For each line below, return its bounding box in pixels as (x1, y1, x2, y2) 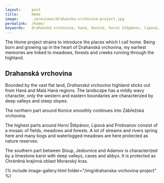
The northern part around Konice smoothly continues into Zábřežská (5, 107, 144, 113)
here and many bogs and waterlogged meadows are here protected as (5, 133, 149, 139)
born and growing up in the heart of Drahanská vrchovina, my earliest (5, 44, 146, 50)
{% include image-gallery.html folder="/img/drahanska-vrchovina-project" (5, 167, 157, 173)
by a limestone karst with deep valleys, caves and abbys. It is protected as (5, 152, 156, 158)
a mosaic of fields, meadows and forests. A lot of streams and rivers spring (5, 127, 158, 133)
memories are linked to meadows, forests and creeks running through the (5, 50, 154, 56)
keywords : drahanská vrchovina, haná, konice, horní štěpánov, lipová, (5, 26, 160, 31)
